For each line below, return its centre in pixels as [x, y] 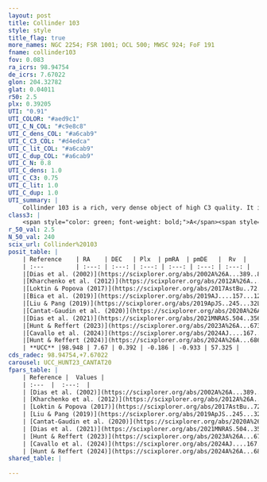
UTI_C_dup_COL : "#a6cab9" [51, 156]
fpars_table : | [33, 370]
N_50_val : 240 [32, 237]
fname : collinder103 [43, 52]
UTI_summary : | [33, 200]
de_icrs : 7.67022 [37, 75]
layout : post [30, 15]
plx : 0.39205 [30, 104]
